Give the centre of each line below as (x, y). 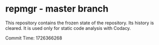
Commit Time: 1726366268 (34, 38)
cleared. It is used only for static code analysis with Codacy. (68, 28)
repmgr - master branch (57, 9)
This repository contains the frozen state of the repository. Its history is (80, 23)
